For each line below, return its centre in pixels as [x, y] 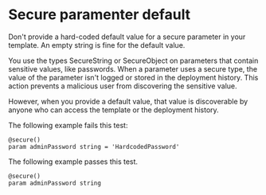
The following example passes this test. [73, 162]
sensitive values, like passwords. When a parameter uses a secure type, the [133, 68]
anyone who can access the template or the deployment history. [113, 110]
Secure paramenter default [100, 15]
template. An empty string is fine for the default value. [97, 45]
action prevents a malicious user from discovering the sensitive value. [123, 86]
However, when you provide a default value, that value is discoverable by [128, 101]
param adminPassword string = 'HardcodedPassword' [94, 146]
